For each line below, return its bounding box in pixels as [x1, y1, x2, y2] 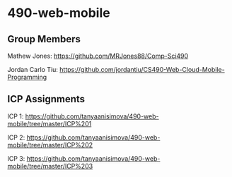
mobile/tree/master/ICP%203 [7, 161, 93, 170]
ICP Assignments [7, 93, 86, 105]
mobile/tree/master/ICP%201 [7, 119, 92, 128]
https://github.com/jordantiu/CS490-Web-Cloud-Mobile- [59, 66, 225, 73]
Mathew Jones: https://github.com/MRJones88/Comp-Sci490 [7, 51, 189, 60]
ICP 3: [7, 154, 25, 163]
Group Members [7, 33, 81, 45]
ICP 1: [7, 111, 24, 121]
